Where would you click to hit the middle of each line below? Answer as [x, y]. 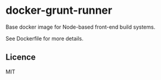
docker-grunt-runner [59, 10]
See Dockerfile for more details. [45, 38]
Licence [21, 57]
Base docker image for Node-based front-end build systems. [80, 27]
